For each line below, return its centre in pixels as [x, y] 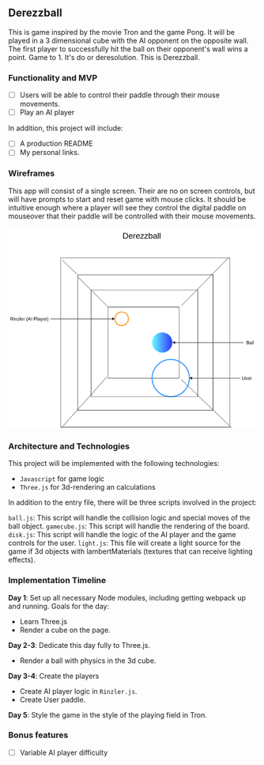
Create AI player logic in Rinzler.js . [78, 691]
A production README [56, 144]
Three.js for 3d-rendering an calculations [87, 487]
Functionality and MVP [53, 78]
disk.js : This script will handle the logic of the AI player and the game [122, 535]
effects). [22, 560]
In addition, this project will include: [66, 128]
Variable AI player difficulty [64, 752]
